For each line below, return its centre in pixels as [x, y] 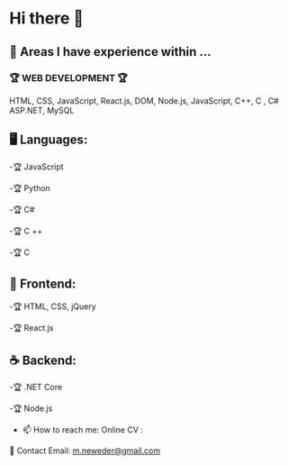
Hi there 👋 [46, 18]
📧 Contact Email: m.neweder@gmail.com [85, 451]
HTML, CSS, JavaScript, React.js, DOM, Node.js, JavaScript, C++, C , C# [144, 100]
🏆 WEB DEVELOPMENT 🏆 [68, 77]
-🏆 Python [30, 187]
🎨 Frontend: [43, 284]
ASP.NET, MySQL [42, 110]
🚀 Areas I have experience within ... [110, 52]
